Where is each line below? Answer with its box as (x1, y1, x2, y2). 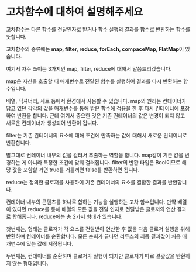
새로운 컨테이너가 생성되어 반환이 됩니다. (6, 119, 98, 126)
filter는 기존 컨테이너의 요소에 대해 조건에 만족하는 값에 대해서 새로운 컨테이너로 (6, 132, 187, 139)
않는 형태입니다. (12, 260, 49, 267)
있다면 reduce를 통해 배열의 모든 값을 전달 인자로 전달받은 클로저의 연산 (12, 205, 176, 212)
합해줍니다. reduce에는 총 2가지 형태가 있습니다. (12, 213, 123, 220)
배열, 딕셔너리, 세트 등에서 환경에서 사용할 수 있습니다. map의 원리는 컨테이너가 (6, 97, 187, 104)
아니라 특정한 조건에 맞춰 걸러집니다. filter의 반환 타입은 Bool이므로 (27, 159, 181, 166)
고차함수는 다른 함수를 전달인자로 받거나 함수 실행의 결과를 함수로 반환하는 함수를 (6, 26, 191, 33)
